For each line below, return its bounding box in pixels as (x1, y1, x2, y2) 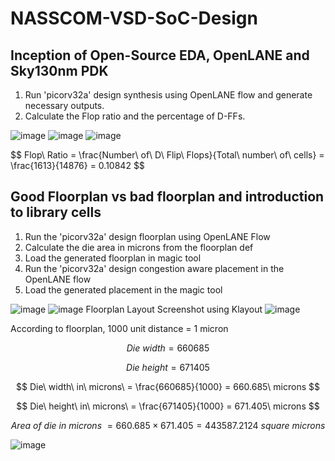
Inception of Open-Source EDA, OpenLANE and (10, 47, 310, 64)
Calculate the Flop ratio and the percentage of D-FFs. (24, 110, 246, 122)
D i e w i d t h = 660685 (126, 342, 210, 354)
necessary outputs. (24, 100, 105, 111)
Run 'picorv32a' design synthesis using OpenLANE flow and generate (24, 89, 313, 101)
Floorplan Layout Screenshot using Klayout (85, 303, 263, 315)
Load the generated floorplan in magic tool (24, 252, 202, 264)
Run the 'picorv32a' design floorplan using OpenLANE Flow (24, 230, 271, 242)
